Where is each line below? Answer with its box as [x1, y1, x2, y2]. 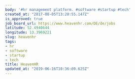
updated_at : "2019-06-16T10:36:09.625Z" [5, 67, 90, 72]
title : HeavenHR [5, 62, 38, 67]
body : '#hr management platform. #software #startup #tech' [5, 7, 132, 12]
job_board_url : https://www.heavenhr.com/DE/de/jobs [5, 21, 116, 26]
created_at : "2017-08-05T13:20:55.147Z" [5, 12, 90, 17]
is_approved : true [5, 16, 43, 21]
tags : [5, 39, 16, 44]
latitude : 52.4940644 [5, 26, 50, 30]
